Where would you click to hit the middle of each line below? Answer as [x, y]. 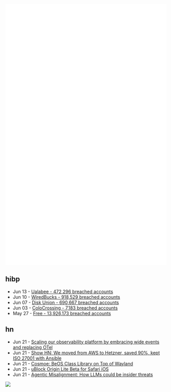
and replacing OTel [33, 347]
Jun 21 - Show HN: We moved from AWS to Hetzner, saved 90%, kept [86, 353]
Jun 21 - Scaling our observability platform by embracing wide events [86, 342]
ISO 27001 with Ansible [37, 358]
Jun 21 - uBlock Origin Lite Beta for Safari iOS [61, 369]
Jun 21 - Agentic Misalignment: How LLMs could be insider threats [83, 374]
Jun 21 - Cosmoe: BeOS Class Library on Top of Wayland [73, 363]
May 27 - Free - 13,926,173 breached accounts [62, 313]
